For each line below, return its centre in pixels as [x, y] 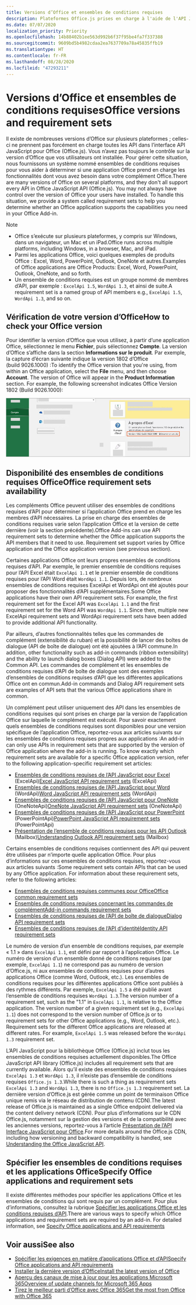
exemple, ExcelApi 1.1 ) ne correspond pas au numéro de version [85, 965]
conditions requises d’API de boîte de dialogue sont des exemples [85, 672]
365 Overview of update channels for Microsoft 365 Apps [83, 1283]
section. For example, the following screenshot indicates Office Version [92, 384]
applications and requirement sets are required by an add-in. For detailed [94, 1220]
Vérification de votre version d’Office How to [88, 317]
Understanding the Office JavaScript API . [56, 1144]
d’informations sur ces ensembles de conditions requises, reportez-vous [93, 861]
